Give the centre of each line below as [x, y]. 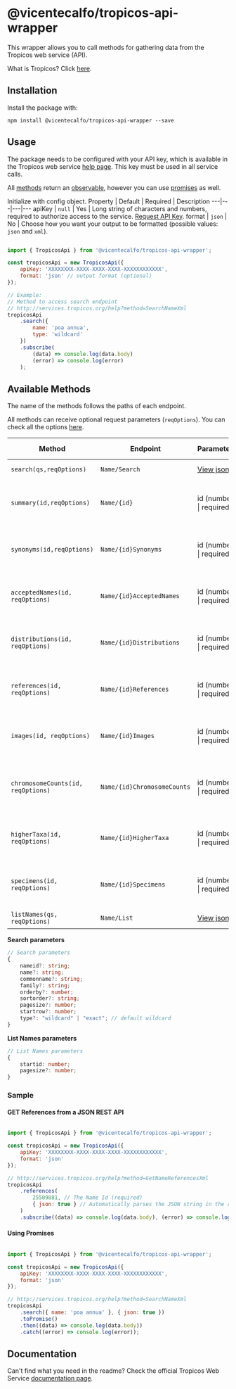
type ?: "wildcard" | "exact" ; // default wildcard [96, 1018]
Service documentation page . [50, 1378]
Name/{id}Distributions [140, 643]
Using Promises [31, 1233]
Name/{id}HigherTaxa [135, 838]
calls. [15, 174]
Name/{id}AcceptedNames [140, 596]
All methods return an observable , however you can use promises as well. [114, 187]
